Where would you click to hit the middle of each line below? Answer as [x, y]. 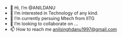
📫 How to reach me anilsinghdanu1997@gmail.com [63, 29]
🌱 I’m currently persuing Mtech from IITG [52, 18]
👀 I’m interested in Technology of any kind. [54, 13]
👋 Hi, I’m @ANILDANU [33, 8]
